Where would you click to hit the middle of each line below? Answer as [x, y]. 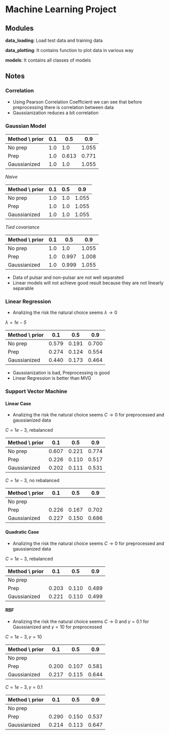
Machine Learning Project [61, 9]
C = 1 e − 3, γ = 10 [24, 637]
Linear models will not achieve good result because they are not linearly [88, 283]
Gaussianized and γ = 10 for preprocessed [57, 627]
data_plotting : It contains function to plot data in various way [69, 50]
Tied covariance [22, 227]
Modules [20, 28]
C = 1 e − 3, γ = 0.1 [24, 687]
